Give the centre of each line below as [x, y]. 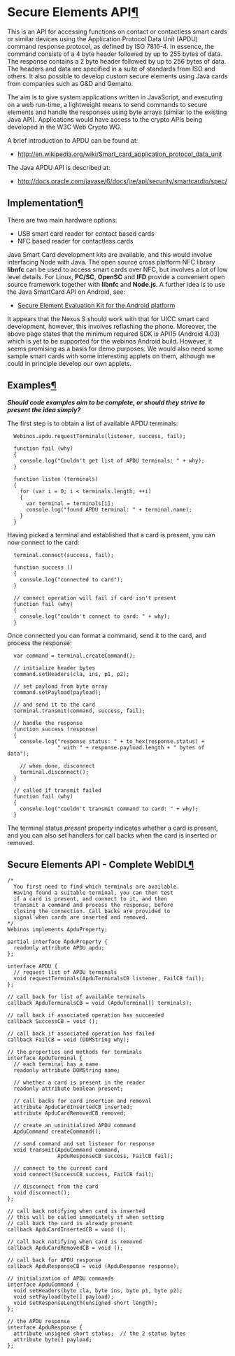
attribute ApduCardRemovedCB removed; [70, 1113]
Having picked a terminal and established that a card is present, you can [111, 535]
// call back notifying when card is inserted [76, 1211]
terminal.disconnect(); [55, 772]
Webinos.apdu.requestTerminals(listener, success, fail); [100, 436]
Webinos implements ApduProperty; [58, 930]
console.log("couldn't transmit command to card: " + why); [109, 809]
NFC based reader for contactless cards [75, 241]
